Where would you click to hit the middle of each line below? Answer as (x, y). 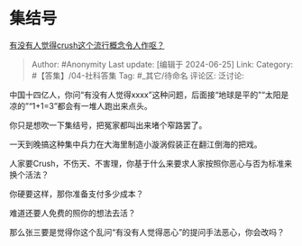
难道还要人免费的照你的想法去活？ (73, 213)
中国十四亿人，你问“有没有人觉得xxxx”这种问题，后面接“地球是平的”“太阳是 (149, 95)
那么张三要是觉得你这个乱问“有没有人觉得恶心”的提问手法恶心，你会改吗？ (147, 232)
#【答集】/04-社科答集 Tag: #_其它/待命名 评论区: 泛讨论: (138, 75)
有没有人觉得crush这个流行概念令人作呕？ (87, 45)
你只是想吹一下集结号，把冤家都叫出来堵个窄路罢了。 (108, 125)
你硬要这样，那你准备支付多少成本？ (77, 194)
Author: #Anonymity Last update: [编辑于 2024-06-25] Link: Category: (162, 64)
